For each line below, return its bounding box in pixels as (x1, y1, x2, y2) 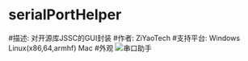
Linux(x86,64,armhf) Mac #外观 (8, 43, 114, 53)
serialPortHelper (8, 6, 122, 24)
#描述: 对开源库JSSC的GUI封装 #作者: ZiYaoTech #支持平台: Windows (8, 33, 241, 43)
